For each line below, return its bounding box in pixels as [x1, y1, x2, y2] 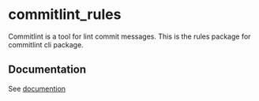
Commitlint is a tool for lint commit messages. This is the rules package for [8, 32, 251, 41]
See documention [8, 84, 66, 93]
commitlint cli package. [8, 39, 84, 49]
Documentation [8, 63, 87, 77]
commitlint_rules [8, 6, 122, 24]
